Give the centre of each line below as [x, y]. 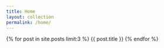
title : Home [21, 11]
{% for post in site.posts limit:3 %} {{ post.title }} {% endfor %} [82, 39]
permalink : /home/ [29, 22]
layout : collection [30, 17]
